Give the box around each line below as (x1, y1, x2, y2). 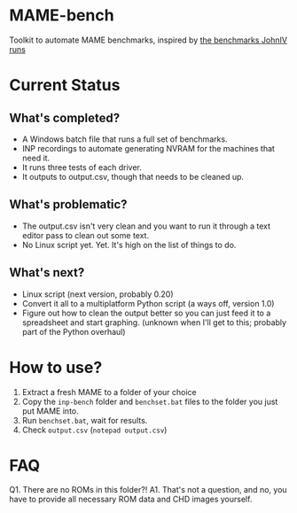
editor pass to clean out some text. (21, 229, 149, 240)
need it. (21, 152, 51, 163)
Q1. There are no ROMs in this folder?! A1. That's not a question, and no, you (9, 485, 287, 495)
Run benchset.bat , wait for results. (21, 415, 148, 425)
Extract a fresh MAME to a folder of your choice (21, 386, 197, 397)
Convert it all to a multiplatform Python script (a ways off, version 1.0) (21, 298, 275, 308)
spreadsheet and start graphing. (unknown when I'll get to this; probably (21, 316, 286, 328)
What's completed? (9, 110, 121, 125)
